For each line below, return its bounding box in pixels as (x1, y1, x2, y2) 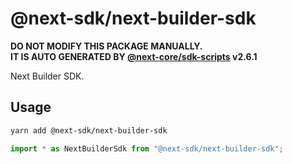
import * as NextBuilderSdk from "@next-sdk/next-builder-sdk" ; (10, 143, 284, 154)
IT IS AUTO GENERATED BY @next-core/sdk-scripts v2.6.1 (10, 50, 258, 62)
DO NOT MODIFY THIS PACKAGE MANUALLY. (10, 40, 203, 52)
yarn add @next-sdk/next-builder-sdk (10, 125, 168, 136)
